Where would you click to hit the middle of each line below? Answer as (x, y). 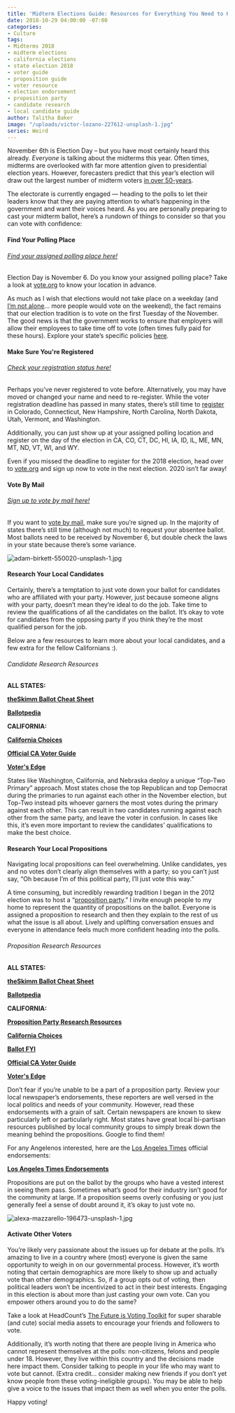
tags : (15, 40)
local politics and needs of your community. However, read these (101, 1104)
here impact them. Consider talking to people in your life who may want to (114, 1366)
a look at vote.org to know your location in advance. (82, 285)
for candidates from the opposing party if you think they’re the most (105, 619)
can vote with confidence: (45, 224)
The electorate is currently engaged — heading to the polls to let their (108, 194)
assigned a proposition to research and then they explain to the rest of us (113, 915)
